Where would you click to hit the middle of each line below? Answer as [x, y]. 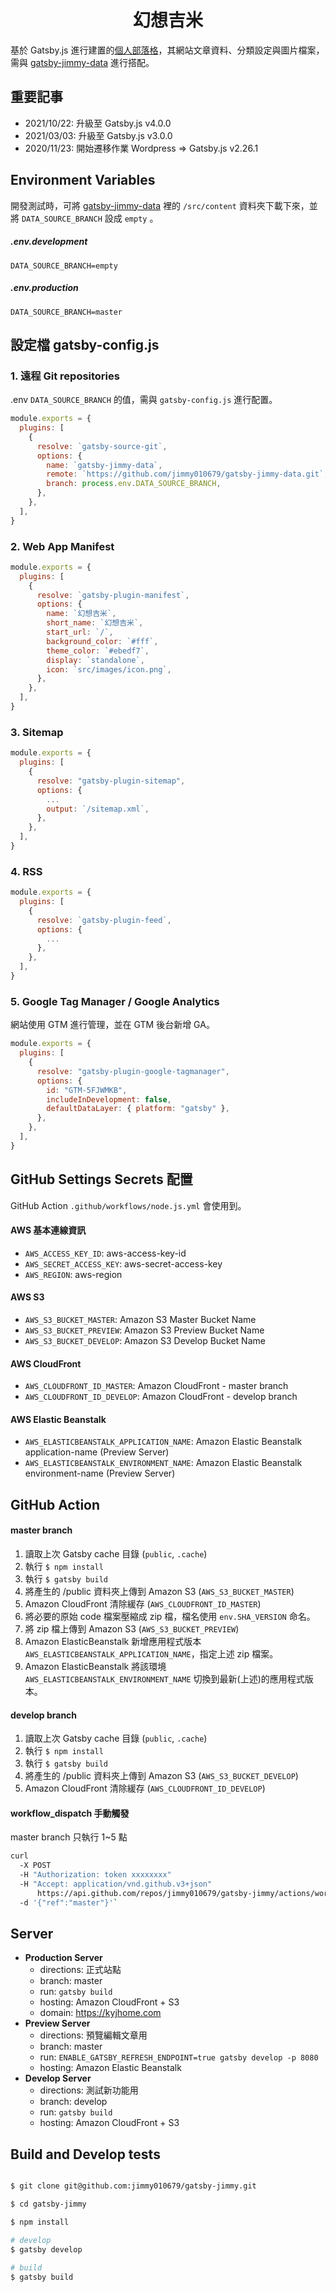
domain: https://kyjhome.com [100, 2013]
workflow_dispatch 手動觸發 [70, 1813]
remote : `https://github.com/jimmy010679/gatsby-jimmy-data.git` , [187, 474]
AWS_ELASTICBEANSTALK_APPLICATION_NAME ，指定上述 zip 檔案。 [151, 1653]
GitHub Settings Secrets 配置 [101, 1179]
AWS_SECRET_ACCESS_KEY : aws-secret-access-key [123, 1263]
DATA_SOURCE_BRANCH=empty [64, 266]
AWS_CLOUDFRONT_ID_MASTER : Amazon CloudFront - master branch [156, 1386]
